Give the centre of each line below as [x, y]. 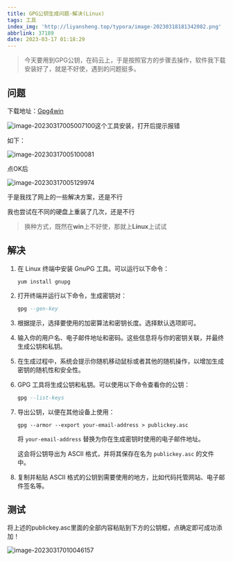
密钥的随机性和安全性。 [51, 370]
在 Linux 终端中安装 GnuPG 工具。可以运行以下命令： [93, 268]
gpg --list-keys [41, 398]
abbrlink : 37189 [31, 33]
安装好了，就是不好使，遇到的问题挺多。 [82, 69]
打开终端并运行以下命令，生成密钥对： [72, 295]
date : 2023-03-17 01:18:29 [46, 40]
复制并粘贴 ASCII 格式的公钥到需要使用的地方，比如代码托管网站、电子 [118, 477]
